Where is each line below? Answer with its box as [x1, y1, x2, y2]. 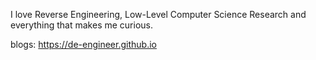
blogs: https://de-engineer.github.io [10, 39, 157, 50]
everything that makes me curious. [10, 19, 154, 31]
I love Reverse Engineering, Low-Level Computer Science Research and [10, 9, 307, 20]
